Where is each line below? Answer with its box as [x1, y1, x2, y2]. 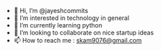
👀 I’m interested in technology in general [13, 14, 130, 22]
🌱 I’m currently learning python [13, 21, 103, 29]
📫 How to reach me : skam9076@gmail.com [13, 37, 142, 44]
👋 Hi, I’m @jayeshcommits [13, 7, 89, 14]
